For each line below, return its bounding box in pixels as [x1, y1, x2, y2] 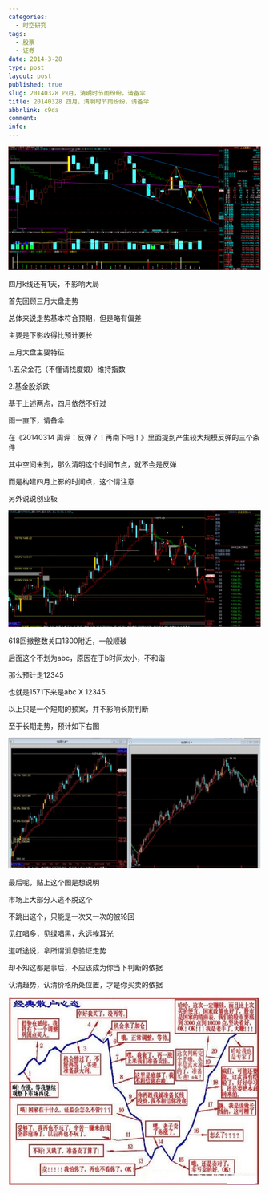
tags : [8, 30, 26, 38]
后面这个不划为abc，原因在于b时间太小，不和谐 [8, 653, 166, 662]
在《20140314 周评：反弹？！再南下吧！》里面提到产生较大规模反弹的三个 [8, 433, 254, 443]
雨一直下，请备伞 [8, 415, 65, 425]
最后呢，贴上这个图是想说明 [8, 877, 100, 887]
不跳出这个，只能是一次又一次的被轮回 [8, 911, 134, 921]
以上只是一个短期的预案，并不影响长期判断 [8, 704, 149, 714]
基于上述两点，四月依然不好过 [8, 399, 106, 408]
